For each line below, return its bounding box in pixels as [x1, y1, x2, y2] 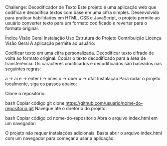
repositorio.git [5, 106, 34, 111]
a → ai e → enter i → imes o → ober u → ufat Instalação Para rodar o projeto [5, 76, 161, 81]
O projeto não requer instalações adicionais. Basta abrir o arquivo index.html [5, 130, 163, 136]
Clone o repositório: [5, 91, 46, 96]
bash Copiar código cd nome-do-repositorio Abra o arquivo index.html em [5, 115, 158, 121]
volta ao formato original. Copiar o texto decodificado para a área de [5, 55, 146, 61]
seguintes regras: [5, 66, 41, 72]
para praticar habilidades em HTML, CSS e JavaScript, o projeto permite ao [5, 15, 161, 20]
